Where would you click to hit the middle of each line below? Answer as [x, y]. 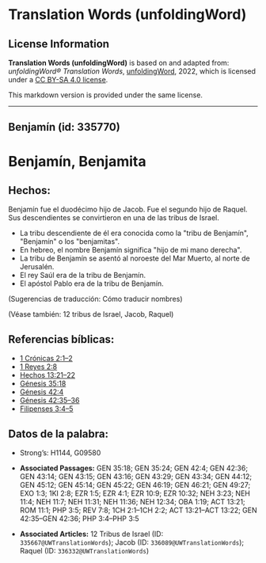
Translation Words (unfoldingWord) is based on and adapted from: [119, 63]
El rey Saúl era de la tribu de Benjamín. [83, 276]
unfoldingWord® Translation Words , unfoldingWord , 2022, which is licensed [132, 71]
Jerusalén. [37, 267]
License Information [59, 44]
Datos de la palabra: [59, 434]
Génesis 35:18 [43, 384]
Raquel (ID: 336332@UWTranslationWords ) [84, 551]
